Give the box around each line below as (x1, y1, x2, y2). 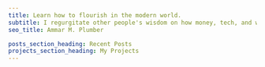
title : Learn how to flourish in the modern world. (8, 11, 181, 19)
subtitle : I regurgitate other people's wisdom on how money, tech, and (8, 19, 252, 26)
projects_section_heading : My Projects (8, 48, 140, 55)
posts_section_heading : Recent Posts (8, 40, 132, 48)
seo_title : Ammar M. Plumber (8, 26, 104, 33)
